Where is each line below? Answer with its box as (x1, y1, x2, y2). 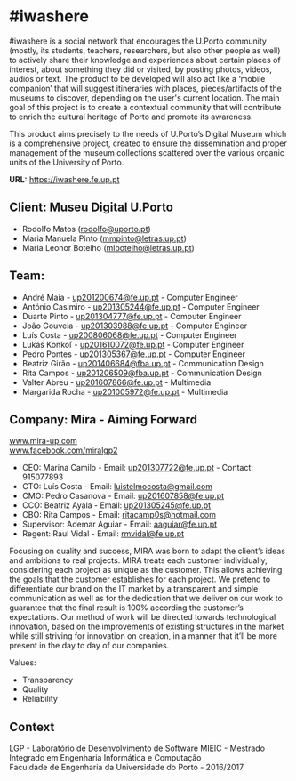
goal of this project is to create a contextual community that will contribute (9, 101, 282, 112)
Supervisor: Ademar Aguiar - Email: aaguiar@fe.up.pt (21, 519, 218, 530)
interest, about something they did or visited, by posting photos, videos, (9, 64, 273, 75)
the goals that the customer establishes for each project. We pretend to (9, 574, 271, 584)
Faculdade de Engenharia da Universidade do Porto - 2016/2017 (9, 762, 244, 773)
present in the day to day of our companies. (9, 640, 170, 651)
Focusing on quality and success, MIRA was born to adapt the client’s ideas (9, 545, 286, 557)
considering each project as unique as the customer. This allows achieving (9, 565, 283, 576)
